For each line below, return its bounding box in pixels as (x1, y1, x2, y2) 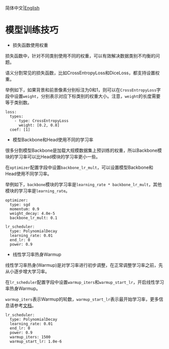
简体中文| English (5, 5, 40, 11)
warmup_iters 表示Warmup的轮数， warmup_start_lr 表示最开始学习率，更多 (5, 296, 159, 302)
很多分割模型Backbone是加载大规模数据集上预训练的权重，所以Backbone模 (5, 147, 162, 153)
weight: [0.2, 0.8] (18, 123, 60, 128)
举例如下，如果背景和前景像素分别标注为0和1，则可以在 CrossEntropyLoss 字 (5, 87, 161, 93)
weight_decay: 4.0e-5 (10, 211, 55, 216)
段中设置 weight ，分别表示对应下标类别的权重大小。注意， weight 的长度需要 (5, 93, 160, 99)
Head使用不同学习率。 (5, 170, 52, 177)
